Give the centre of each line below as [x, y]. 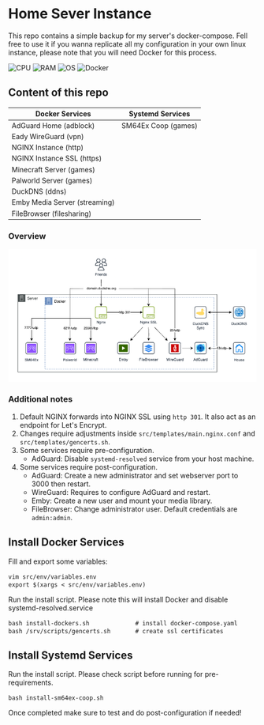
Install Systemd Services [71, 656]
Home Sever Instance [80, 14]
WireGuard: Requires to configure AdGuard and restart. [121, 492]
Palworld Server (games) [52, 180]
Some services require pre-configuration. [87, 450]
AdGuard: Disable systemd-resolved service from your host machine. [143, 459]
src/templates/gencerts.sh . [65, 442]
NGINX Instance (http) [48, 147]
